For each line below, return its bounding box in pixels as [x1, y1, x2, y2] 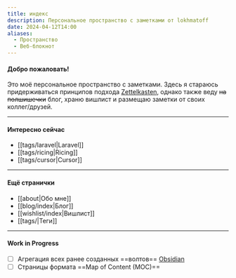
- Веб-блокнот [13, 43, 55, 50]
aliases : [7, 29, 33, 37]
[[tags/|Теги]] [17, 216, 58, 225]
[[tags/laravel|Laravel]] [17, 141, 84, 150]
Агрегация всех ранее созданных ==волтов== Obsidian [17, 254, 185, 263]
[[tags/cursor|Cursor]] [17, 156, 83, 164]
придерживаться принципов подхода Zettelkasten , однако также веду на [7, 88, 227, 96]
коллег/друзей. [7, 102, 53, 111]
